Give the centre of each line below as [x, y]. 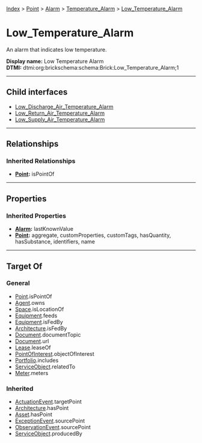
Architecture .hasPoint [42, 408]
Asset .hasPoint [34, 415]
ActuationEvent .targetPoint [48, 402]
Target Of [24, 266]
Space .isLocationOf [39, 309]
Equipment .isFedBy [39, 322]
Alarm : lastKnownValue [44, 229]
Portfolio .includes [37, 360]
